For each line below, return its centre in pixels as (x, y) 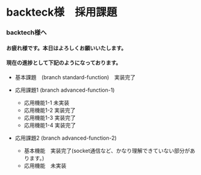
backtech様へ (26, 32)
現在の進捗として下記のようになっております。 (64, 63)
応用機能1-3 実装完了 (50, 117)
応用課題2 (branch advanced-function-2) (66, 138)
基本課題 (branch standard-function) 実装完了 (75, 77)
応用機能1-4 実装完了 (50, 125)
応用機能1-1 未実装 (47, 102)
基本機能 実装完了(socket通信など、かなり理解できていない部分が (107, 150)
